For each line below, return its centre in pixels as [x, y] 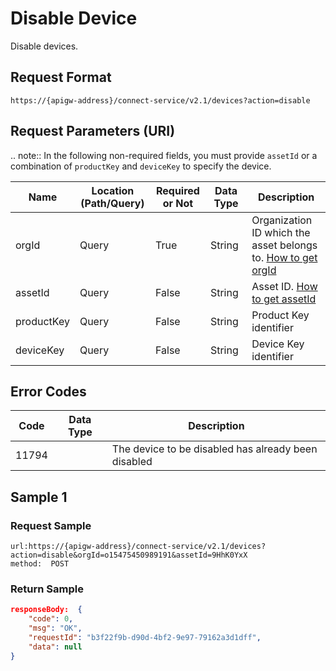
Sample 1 [39, 497]
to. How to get [284, 257]
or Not [178, 203]
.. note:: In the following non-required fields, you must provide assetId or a [164, 155]
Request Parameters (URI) [93, 131]
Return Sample [47, 589]
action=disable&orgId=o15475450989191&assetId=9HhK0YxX [129, 555]
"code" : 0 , [51, 619]
